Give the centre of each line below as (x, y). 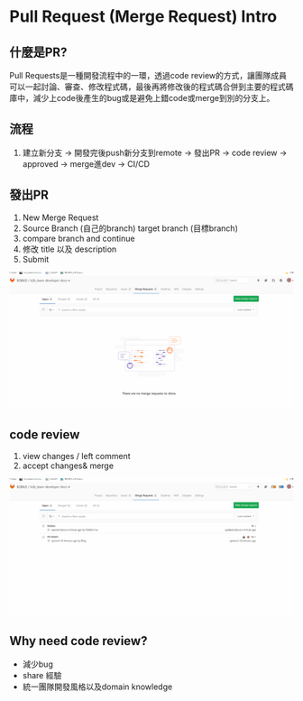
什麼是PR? (38, 52)
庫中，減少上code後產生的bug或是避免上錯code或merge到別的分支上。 (142, 98)
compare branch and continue (78, 238)
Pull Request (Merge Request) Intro (143, 17)
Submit (36, 259)
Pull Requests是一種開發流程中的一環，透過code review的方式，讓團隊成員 (148, 75)
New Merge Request (60, 217)
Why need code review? (78, 641)
